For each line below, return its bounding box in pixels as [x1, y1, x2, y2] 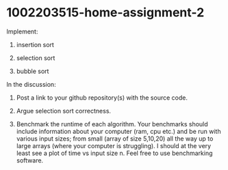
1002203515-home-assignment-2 [6, 5, 205, 20]
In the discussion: [6, 80, 56, 88]
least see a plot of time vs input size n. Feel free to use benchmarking [16, 149, 213, 157]
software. [16, 156, 44, 165]
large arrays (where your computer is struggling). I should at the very [16, 141, 212, 150]
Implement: [6, 27, 38, 36]
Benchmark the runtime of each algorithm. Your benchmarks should [16, 119, 208, 128]
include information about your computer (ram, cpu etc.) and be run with [16, 127, 221, 135]
